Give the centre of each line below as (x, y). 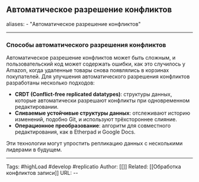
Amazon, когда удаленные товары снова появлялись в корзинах (88, 70)
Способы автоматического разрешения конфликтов (86, 45)
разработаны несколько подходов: (50, 83)
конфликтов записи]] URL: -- (42, 173)
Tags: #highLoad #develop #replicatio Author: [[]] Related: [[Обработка (94, 167)
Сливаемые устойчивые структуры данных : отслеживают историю (102, 113)
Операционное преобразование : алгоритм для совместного (93, 126)
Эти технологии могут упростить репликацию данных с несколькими (94, 144)
